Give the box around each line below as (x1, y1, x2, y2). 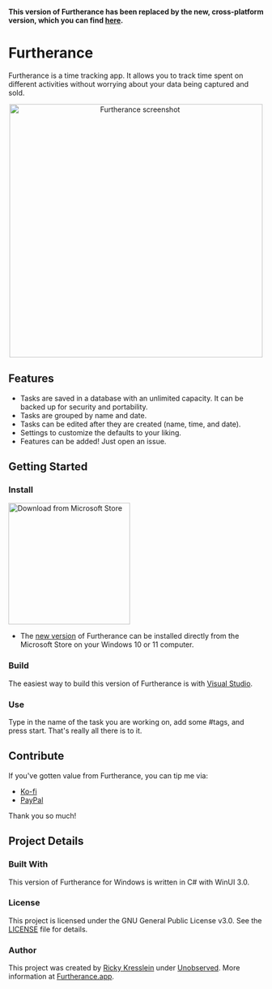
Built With (8, 858, 49, 870)
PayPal (19, 794, 44, 805)
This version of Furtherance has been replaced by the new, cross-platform (8, 7, 264, 16)
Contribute (8, 749, 65, 763)
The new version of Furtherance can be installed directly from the (19, 632, 240, 641)
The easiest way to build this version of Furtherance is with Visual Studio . (8, 679, 253, 688)
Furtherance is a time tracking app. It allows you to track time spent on (8, 71, 244, 80)
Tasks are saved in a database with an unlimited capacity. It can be (19, 393, 244, 403)
